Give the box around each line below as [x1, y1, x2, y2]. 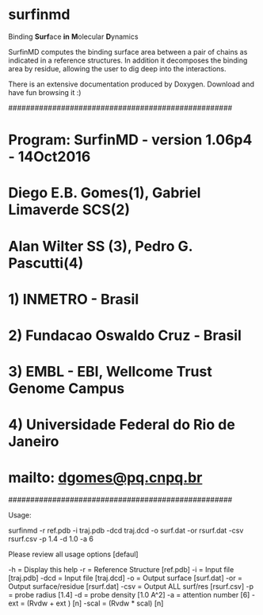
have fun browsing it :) [8, 87, 82, 97]
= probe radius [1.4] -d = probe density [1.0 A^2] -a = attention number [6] [8, 590, 250, 600]
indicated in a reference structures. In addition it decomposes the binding [8, 55, 248, 65]
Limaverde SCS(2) [8, 201, 131, 219]
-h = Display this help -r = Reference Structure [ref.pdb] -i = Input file [8, 565, 234, 575]
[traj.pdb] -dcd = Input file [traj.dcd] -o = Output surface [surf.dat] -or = [8, 573, 243, 583]
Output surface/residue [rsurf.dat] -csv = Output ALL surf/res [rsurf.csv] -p [8, 582, 254, 591]
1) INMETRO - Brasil [8, 290, 139, 308]
